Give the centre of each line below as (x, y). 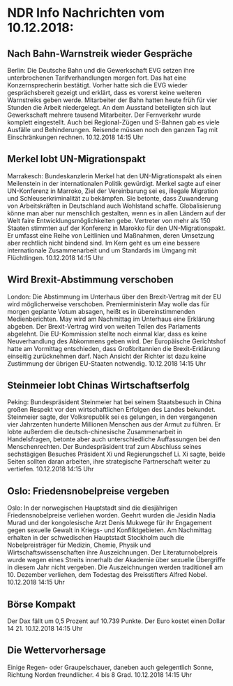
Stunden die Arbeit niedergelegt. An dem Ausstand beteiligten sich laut (109, 107)
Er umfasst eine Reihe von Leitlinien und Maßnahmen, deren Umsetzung (111, 235)
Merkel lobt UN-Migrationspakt (77, 159)
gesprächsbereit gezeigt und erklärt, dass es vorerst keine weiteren (104, 93)
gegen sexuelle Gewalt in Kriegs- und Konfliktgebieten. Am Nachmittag (110, 530)
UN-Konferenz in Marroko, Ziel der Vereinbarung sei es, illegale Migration (113, 191)
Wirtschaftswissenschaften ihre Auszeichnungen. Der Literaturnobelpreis (112, 552)
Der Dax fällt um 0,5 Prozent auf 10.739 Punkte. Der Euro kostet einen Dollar (116, 621)
